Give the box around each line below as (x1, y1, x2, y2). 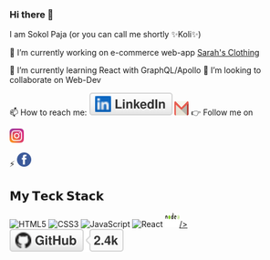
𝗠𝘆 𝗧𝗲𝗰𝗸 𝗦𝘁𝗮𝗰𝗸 (9, 188, 105, 203)
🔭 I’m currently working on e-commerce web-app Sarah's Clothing (9, 47, 260, 58)
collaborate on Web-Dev (9, 75, 102, 86)
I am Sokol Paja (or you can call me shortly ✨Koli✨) (9, 29, 202, 40)
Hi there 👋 (9, 8, 55, 21)
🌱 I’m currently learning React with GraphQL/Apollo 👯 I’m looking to (9, 65, 262, 76)
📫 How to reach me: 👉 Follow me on (9, 107, 254, 118)
